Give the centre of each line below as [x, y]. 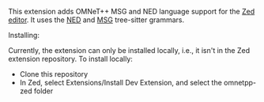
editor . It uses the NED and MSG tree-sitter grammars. [96, 20]
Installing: [24, 35]
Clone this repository [54, 74]
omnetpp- [240, 83]
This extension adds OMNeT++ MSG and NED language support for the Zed [132, 11]
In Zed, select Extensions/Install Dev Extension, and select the [121, 83]
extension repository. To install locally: [70, 59]
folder [43, 91]
